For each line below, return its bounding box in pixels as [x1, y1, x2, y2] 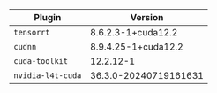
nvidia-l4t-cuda [13, 71, 82, 81]
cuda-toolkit [13, 57, 69, 66]
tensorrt [13, 27, 50, 37]
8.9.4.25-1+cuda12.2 [89, 41, 183, 52]
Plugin [34, 12, 62, 23]
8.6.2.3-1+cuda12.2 [89, 27, 178, 38]
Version [130, 12, 164, 23]
